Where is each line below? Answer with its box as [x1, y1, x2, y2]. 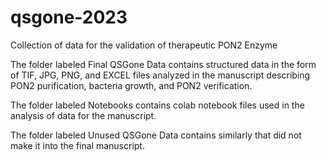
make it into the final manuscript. [10, 139, 145, 151]
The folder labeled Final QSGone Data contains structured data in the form [10, 58, 317, 70]
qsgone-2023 [10, 6, 128, 29]
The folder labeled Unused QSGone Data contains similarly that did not [10, 129, 302, 141]
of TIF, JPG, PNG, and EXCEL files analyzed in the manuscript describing [10, 69, 311, 81]
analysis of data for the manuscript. [10, 109, 157, 121]
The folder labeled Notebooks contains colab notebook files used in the [10, 99, 305, 111]
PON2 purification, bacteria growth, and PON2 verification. [10, 79, 253, 91]
